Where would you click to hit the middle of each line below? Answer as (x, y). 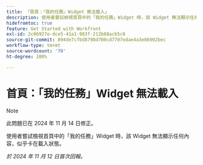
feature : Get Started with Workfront (54, 29)
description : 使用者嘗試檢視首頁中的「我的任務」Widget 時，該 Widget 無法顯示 (98, 17)
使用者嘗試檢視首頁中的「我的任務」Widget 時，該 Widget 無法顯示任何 (95, 135)
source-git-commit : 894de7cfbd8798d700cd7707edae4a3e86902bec (86, 40)
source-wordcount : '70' (36, 51)
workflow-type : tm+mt (34, 46)
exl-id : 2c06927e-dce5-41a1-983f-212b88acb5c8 (66, 34)
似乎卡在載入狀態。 (40, 143)
